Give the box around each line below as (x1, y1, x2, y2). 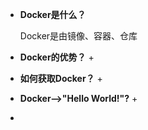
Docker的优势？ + (19, 51, 95, 63)
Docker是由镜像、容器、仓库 (19, 30, 138, 42)
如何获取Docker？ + (19, 73, 103, 84)
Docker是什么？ (19, 9, 87, 20)
